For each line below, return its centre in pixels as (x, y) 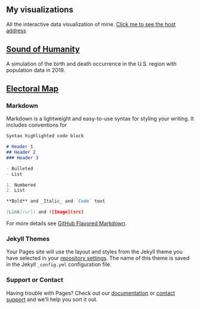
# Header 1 (20, 147)
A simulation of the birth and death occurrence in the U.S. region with (92, 64)
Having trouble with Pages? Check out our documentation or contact (90, 293)
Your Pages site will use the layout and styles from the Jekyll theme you (95, 252)
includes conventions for (37, 125)
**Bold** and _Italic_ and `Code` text (56, 201)
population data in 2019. (36, 70)
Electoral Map (32, 89)
